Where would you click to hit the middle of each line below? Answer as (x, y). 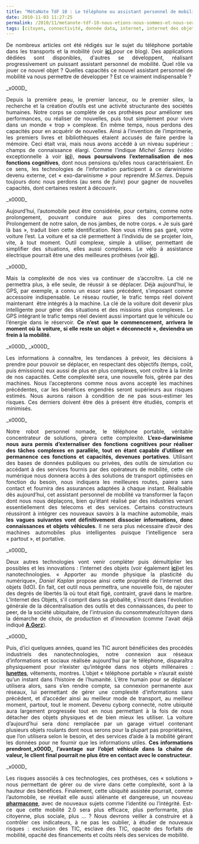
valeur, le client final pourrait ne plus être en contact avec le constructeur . (99, 756)
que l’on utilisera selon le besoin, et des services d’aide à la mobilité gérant (99, 736)
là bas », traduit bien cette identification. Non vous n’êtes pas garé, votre (99, 230)
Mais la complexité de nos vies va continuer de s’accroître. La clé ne (99, 278)
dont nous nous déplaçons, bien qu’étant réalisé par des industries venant (99, 501)
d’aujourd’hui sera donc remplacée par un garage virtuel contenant (99, 724)
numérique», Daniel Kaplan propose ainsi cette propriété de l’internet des (99, 581)
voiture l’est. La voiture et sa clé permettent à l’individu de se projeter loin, (99, 236)
